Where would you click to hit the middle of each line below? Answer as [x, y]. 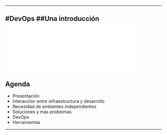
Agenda [18, 84]
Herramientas [26, 123]
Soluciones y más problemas [42, 112]
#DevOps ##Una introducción [52, 19]
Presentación [26, 96]
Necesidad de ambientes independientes [54, 107]
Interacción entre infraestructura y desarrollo [58, 101]
